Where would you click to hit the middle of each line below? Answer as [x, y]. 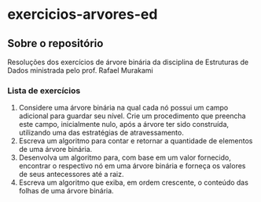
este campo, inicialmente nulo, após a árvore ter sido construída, [124, 124]
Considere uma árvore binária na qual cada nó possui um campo [123, 108]
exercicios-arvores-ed [83, 14]
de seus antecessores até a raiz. [71, 175]
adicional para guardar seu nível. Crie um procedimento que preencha [132, 116]
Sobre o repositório [55, 43]
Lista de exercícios [44, 90]
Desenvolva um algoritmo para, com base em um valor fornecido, [125, 157]
